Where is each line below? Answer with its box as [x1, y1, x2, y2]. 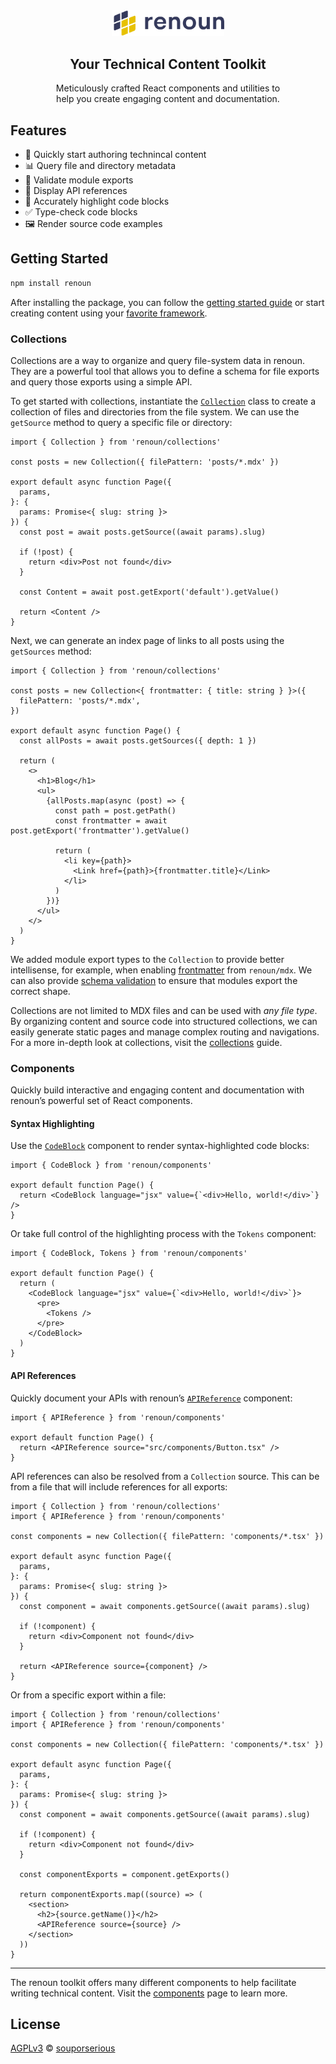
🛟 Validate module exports [24, 174, 134, 186]
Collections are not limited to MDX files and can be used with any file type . [10, 1004, 318, 1016]
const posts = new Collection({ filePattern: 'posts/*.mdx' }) [10, 457, 280, 467]
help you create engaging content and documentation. [56, 93, 280, 105]
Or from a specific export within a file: [10, 1689, 167, 1701]
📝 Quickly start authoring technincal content [24, 148, 207, 160]
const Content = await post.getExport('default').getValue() [19, 587, 280, 597]
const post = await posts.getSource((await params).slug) [19, 527, 267, 537]
